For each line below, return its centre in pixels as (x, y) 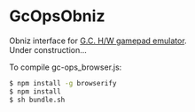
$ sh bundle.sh (37, 100)
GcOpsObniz (57, 16)
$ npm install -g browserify (63, 83)
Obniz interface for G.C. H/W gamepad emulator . (98, 41)
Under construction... (48, 49)
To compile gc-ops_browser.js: (66, 67)
